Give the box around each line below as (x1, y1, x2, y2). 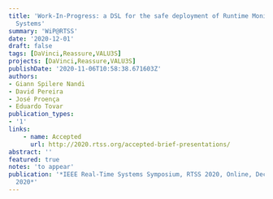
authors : (8, 72, 38, 80)
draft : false (8, 42, 53, 50)
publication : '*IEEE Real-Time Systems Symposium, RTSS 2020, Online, (8, 171, 253, 179)
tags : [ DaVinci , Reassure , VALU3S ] (8, 50, 122, 58)
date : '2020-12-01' (8, 34, 75, 43)
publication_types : (8, 110, 75, 119)
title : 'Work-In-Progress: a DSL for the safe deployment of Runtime (8, 11, 249, 20)
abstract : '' (8, 148, 53, 156)
